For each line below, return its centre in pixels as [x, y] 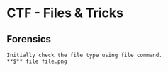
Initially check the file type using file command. [84, 55]
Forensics [29, 39]
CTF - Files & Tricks [65, 13]
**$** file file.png [37, 61]
